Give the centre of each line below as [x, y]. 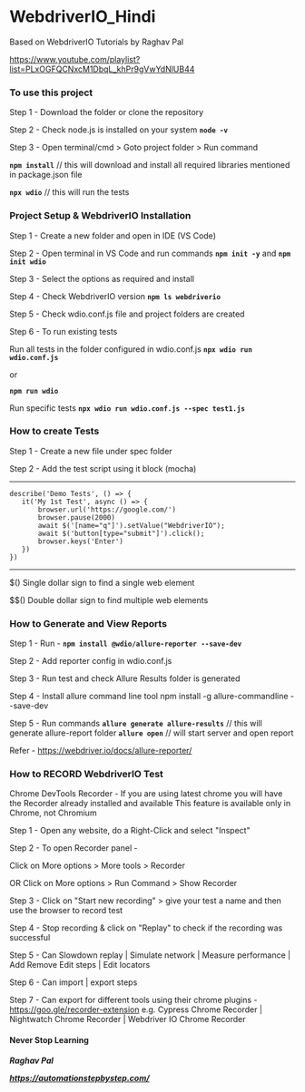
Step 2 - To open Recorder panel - [74, 848]
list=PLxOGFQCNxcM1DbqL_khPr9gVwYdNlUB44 [102, 69]
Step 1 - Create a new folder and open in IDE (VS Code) [113, 235]
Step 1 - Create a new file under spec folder [91, 451]
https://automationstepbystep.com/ [79, 1077]
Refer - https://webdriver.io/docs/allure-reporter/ [101, 751]
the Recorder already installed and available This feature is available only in [150, 804]
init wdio [28, 262]
